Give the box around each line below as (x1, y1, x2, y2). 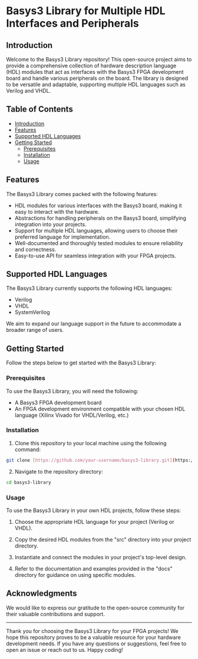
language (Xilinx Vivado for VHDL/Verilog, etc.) (14, 412, 129, 419)
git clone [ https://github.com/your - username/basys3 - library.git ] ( (6, 457, 176, 463)
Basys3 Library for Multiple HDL (6, 4, 166, 18)
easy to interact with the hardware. (14, 208, 100, 215)
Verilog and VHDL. (6, 87, 51, 94)
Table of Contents (6, 105, 74, 115)
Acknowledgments (6, 589, 78, 599)
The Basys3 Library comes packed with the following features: (6, 190, 158, 197)
